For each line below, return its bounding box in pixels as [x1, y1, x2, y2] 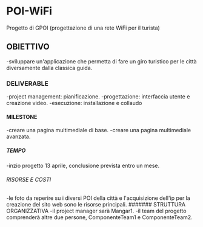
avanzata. [6, 133, 31, 140]
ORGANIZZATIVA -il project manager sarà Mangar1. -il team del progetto [6, 207, 187, 215]
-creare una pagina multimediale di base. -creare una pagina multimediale [6, 127, 191, 134]
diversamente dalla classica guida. [6, 64, 93, 71]
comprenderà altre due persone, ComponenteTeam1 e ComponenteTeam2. [6, 214, 193, 221]
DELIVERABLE [6, 79, 48, 88]
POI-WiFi [6, 4, 53, 18]
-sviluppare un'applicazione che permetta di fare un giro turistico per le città [6, 57, 197, 65]
